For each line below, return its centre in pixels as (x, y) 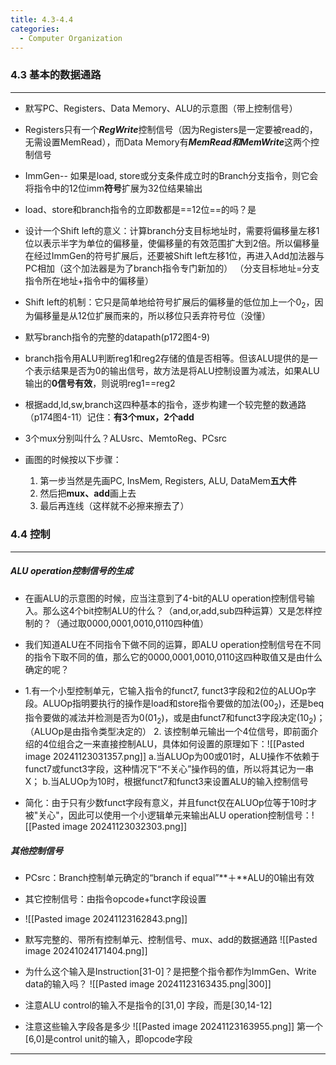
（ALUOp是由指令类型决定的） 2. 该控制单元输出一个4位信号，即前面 (167, 732)
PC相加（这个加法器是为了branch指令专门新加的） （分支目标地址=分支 (172, 268)
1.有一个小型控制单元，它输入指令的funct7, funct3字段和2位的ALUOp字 (170, 690)
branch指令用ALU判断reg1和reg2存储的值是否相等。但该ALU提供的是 (167, 358)
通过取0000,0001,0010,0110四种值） (134, 623)
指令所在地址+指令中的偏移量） (89, 280)
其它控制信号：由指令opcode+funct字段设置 (115, 899)
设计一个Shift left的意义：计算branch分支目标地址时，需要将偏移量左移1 (172, 230)
